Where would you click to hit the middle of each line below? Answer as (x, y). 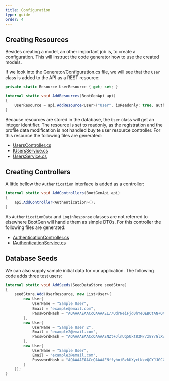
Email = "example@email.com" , (64, 309)
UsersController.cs (32, 145)
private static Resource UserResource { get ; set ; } (62, 87)
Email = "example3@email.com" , (65, 355)
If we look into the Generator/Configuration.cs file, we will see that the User (83, 72)
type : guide (18, 15)
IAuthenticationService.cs (39, 243)
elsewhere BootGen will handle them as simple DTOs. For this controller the (83, 222)
